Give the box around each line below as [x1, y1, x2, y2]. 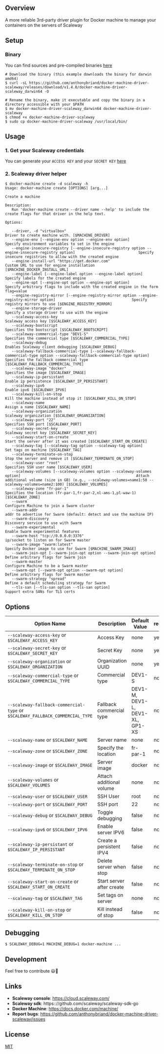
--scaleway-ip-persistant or [7, 841, 74, 848]
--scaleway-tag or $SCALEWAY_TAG [7, 895, 83, 902]
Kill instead [97, 906, 123, 913]
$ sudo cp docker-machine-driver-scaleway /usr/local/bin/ [5, 119, 128, 124]
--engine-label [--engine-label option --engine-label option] [11, 272, 143, 277]
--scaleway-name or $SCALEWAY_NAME [7, 737, 88, 743]
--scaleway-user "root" [11, 461, 60, 466]
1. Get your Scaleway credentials [5, 147, 84, 154]
